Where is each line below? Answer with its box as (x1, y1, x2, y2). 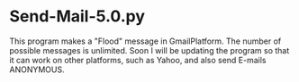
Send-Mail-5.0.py (9, 6, 146, 27)
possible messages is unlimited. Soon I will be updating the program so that (9, 45, 290, 55)
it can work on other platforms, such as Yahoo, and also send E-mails (9, 54, 267, 65)
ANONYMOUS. (9, 64, 65, 75)
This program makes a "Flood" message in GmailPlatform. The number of (9, 36, 282, 46)
